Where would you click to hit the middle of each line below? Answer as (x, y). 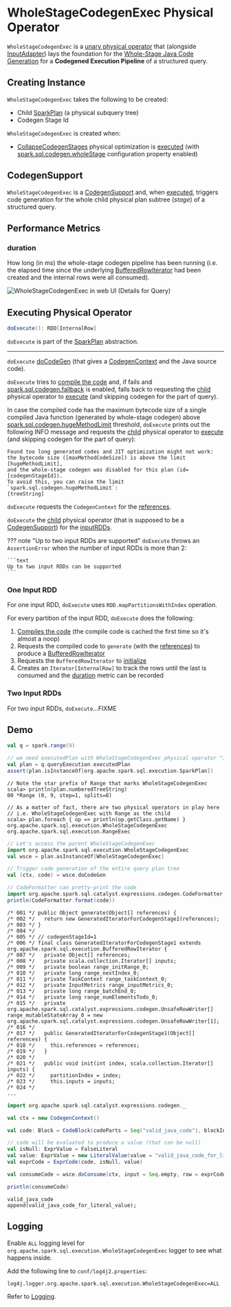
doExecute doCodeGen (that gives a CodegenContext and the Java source (112, 361)
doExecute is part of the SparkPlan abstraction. (73, 341)
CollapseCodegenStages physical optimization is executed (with (108, 147)
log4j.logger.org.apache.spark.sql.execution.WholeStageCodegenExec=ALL (113, 1284)
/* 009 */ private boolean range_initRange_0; (78, 967)
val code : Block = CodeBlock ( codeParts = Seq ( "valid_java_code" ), (104, 1130)
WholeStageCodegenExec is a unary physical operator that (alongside (102, 46)
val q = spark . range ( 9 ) (41, 746)
